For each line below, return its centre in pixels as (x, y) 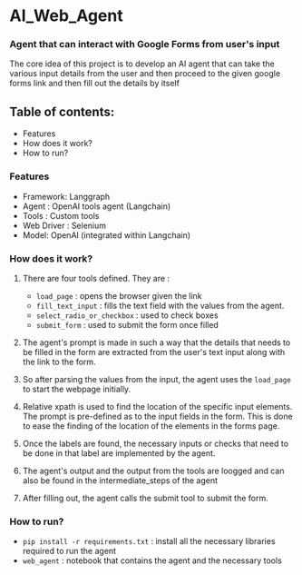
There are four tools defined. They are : (96, 278)
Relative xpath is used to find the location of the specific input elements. (157, 406)
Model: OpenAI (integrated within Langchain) (107, 235)
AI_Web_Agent (67, 16)
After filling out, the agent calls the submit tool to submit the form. (146, 498)
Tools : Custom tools (61, 215)
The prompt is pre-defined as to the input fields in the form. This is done (157, 416)
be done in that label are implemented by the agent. (119, 453)
